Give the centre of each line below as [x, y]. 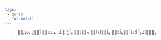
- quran [15, 14]
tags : [11, 10]
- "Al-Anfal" [21, 19]
